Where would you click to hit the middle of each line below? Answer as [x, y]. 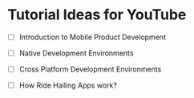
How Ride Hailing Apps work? [68, 85]
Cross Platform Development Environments [90, 69]
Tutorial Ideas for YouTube [97, 15]
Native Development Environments [76, 53]
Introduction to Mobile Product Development [92, 37]
